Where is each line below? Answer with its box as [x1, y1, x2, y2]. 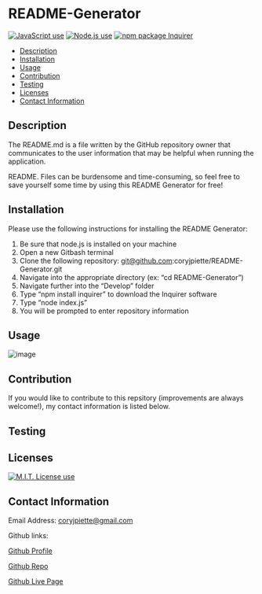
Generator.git [19, 264, 63, 274]
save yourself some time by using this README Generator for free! [8, 180, 224, 190]
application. [8, 157, 46, 166]
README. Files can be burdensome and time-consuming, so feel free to [8, 172, 241, 181]
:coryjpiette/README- [172, 256, 243, 265]
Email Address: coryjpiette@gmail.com [8, 516, 133, 526]
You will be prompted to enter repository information [19, 306, 190, 315]
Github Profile [8, 546, 53, 555]
